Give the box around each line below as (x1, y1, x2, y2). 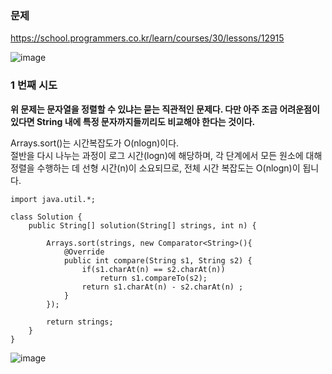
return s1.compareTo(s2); (99, 273, 208, 283)
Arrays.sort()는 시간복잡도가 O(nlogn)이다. (10, 137, 180, 149)
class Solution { (10, 212, 83, 222)
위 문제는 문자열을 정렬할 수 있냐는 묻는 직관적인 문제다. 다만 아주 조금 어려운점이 (10, 103, 320, 115)
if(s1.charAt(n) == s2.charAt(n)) (81, 264, 226, 274)
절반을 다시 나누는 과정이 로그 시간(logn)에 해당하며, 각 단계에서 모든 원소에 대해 (10, 149, 323, 161)
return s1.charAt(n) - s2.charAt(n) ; (81, 282, 244, 292)
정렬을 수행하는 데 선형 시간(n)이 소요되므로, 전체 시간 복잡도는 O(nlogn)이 (10, 162, 301, 174)
